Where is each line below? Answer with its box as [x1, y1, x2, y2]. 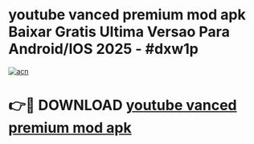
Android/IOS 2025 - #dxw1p [8, 40, 199, 58]
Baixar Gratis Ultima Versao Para [8, 23, 231, 41]
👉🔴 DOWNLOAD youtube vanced [8, 97, 237, 114]
